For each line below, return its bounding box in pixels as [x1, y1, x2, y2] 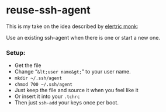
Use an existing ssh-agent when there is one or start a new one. [6, 34, 161, 41]
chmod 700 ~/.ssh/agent [14, 82, 73, 87]
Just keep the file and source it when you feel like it [14, 87, 139, 94]
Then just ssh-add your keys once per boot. [14, 99, 119, 106]
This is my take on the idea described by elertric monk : [6, 23, 139, 30]
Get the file [14, 62, 42, 69]
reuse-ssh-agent [6, 3, 91, 17]
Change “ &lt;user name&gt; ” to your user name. [14, 68, 131, 75]
